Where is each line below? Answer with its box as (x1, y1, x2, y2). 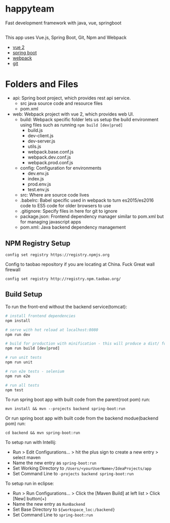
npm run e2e (5, 373, 30, 379)
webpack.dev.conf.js (27, 154, 71, 160)
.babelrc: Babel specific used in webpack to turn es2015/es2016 (20, 197, 154, 203)
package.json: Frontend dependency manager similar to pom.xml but (20, 213, 164, 219)
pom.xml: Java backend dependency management (20, 224, 126, 231)
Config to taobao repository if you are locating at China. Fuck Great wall (5, 261, 155, 268)
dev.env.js (27, 170, 49, 176)
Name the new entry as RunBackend (12, 501, 86, 507)
